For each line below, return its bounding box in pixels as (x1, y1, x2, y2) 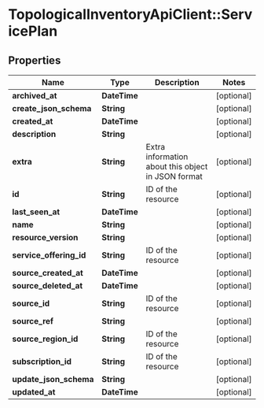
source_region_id (12, 333, 79, 344)
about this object (145, 161, 208, 172)
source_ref (12, 316, 53, 326)
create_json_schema (12, 103, 92, 113)
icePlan (8, 22, 58, 40)
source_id (12, 298, 50, 309)
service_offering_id (12, 250, 86, 261)
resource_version (12, 232, 79, 243)
